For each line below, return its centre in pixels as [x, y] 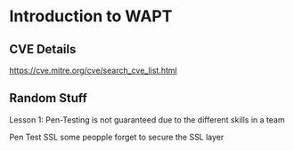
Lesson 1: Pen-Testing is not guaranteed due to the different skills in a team [147, 119]
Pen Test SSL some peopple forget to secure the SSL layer [117, 137]
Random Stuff [48, 98]
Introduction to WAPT [91, 16]
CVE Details [43, 49]
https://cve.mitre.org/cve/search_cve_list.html [93, 70]
